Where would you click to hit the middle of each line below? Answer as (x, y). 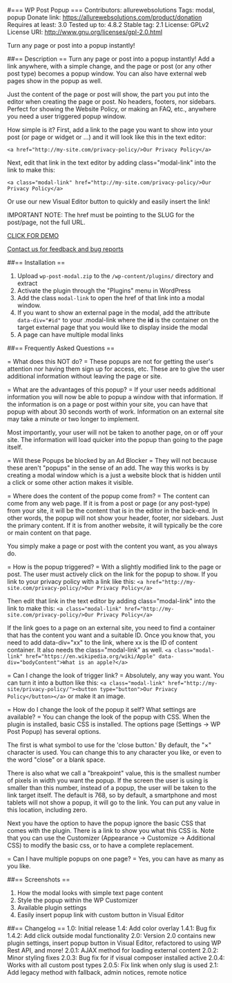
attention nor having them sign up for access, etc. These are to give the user (116, 369)
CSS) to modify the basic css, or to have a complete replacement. (101, 845)
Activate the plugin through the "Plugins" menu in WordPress (104, 291)
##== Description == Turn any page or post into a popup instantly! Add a (111, 59)
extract (27, 283)
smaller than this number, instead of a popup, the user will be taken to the (112, 788)
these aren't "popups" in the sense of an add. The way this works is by (108, 468)
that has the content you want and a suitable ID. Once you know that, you (111, 635)
